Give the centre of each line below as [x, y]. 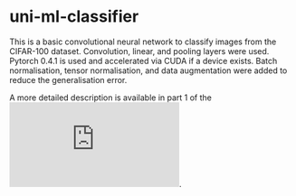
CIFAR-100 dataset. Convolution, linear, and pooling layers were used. [139, 51]
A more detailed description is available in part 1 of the [111, 98]
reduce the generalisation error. [68, 79]
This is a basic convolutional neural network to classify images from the [143, 42]
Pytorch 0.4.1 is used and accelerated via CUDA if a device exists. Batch [143, 61]
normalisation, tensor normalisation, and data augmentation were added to [148, 70]
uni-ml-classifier [74, 17]
